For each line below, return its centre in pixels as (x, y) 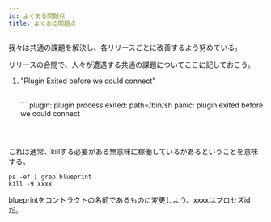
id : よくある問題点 (37, 16)
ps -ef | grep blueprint (50, 177)
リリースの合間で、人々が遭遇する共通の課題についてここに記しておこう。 (131, 65)
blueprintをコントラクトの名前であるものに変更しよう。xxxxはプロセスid (129, 199)
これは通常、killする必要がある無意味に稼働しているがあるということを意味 (133, 151)
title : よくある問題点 (42, 23)
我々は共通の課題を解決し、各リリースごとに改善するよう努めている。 (125, 47)
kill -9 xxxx (30, 184)
